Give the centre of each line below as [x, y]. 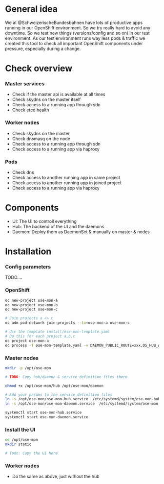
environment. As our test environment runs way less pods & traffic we [75, 38]
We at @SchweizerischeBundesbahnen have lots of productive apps [74, 23]
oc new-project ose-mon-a [31, 300]
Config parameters [28, 267]
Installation [28, 252]
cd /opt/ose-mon [21, 440]
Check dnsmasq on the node [41, 139]
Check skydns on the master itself [46, 99]
